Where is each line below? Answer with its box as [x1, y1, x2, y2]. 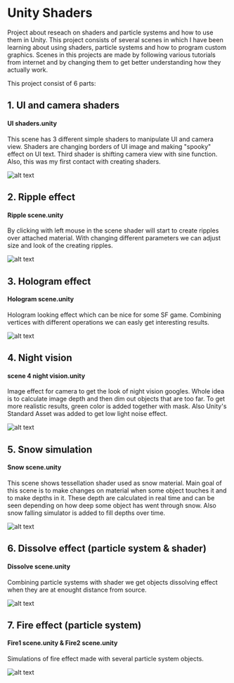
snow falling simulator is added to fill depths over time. [7, 508, 166, 517]
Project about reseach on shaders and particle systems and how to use [7, 28, 214, 37]
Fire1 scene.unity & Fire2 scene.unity [7, 639, 118, 647]
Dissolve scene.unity [7, 562, 71, 571]
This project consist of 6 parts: [7, 79, 96, 87]
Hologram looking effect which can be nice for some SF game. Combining [7, 311, 221, 319]
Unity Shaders [7, 5, 93, 21]
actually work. [7, 65, 48, 74]
